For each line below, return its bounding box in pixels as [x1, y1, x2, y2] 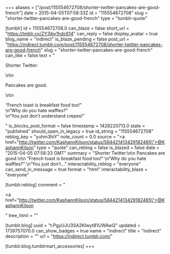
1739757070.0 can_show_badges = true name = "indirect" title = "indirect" [5, 228, 162, 234]
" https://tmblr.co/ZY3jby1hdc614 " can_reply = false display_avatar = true [5, 31, 158, 36]
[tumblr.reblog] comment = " [5, 182, 65, 187]
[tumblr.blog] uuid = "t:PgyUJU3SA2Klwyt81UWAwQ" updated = [5, 222, 141, 228]
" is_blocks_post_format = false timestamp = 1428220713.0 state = [5, 123, 145, 129]
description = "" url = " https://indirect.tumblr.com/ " [5, 233, 113, 239]
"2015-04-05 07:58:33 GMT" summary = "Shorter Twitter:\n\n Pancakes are [5, 150, 165, 156]
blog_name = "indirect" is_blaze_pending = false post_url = [5, 36, 130, 42]
